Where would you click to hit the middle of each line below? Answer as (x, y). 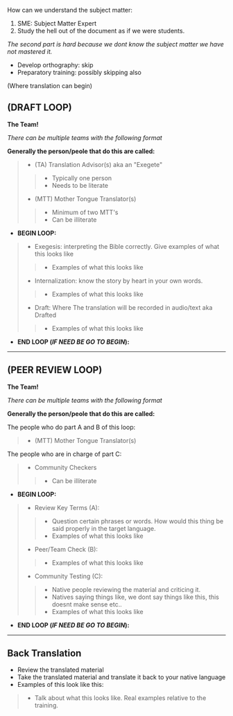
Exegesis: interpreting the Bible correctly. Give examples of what (127, 246)
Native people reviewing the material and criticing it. (126, 589)
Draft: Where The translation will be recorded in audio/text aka (123, 307)
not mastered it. (30, 52)
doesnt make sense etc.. (87, 604)
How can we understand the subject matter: (70, 10)
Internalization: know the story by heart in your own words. (119, 281)
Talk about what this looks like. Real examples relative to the (120, 698)
